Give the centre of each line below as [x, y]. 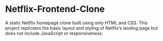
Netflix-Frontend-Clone [55, 9]
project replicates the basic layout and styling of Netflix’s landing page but [81, 28]
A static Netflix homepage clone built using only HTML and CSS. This [76, 23]
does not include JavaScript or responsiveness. [54, 33]
